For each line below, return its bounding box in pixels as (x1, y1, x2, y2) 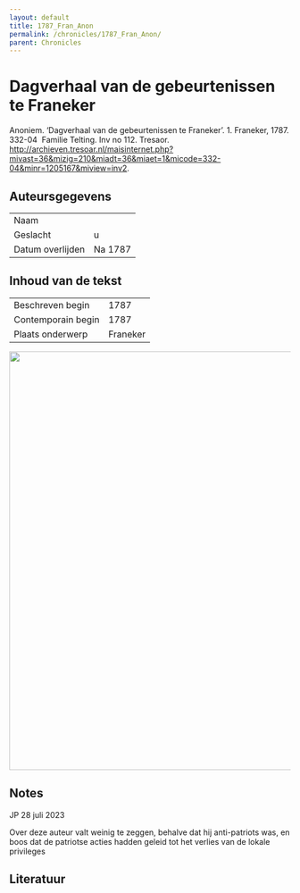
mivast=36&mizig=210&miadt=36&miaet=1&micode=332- (9, 154, 221, 164)
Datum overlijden (13, 243, 86, 255)
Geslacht (13, 229, 52, 241)
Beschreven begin (13, 298, 90, 311)
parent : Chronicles (9, 38, 82, 47)
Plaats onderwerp (13, 328, 88, 340)
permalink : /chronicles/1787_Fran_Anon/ (9, 29, 162, 38)
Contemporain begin (13, 313, 100, 326)
